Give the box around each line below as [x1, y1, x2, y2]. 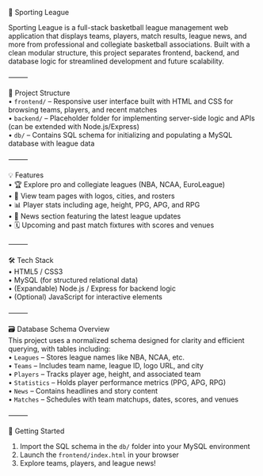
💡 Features [8, 170, 44, 180]
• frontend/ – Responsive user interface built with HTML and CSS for [8, 97, 234, 106]
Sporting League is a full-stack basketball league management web [8, 23, 228, 32]
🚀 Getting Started [8, 426, 65, 436]
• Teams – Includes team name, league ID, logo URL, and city [8, 361, 204, 370]
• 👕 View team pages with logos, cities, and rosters [8, 191, 176, 200]
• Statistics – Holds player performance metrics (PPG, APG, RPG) [8, 378, 227, 387]
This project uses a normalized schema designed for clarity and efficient [8, 336, 245, 345]
